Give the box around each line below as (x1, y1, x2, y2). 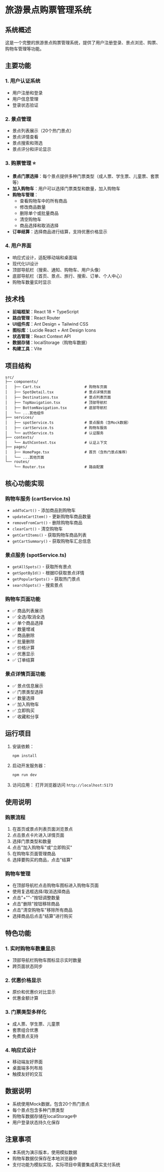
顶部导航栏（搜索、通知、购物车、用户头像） (12, 267, 103, 272)
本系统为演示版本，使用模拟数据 (12, 1149, 77, 1155)
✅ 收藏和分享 (12, 713, 39, 719)
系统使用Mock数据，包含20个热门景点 (12, 1101, 90, 1106)
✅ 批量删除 (12, 638, 35, 644)
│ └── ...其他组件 (5, 411, 44, 416)
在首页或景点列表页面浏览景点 (12, 826, 73, 832)
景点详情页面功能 (5, 670, 46, 677)
